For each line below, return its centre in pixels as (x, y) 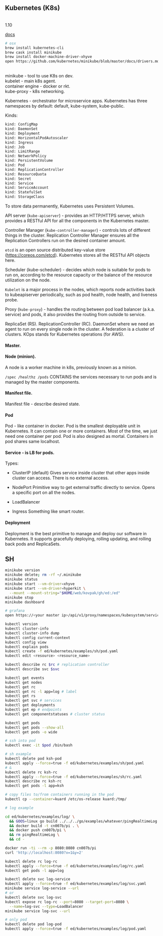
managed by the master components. (42, 382)
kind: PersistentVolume (29, 161)
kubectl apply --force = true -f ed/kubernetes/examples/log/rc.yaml (75, 866)
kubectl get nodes (24, 682)
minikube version (23, 570)
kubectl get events (25, 678)
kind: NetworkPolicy (26, 156)
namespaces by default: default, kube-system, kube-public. (65, 106)
